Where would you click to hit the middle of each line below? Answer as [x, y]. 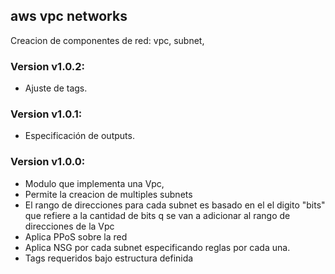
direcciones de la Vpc [69, 226]
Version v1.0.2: [47, 66]
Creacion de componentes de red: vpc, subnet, [107, 40]
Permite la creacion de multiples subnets [108, 194]
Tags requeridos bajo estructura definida [109, 258]
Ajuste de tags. [56, 88]
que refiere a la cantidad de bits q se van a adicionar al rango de [157, 215]
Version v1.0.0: [48, 162]
